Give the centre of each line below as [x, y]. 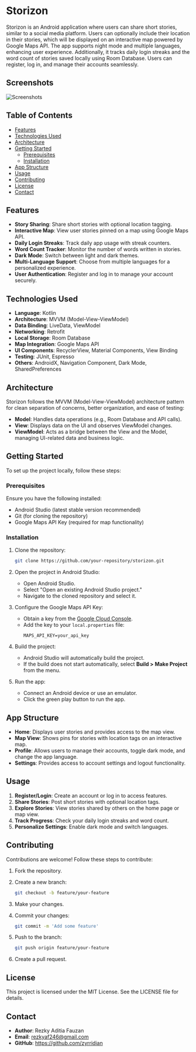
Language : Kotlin [35, 313]
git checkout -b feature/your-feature [62, 892]
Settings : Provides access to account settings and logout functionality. [100, 763]
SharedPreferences [38, 369]
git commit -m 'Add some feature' [56, 926]
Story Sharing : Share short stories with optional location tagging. [93, 225]
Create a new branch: [41, 882]
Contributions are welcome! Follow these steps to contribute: [80, 859]
